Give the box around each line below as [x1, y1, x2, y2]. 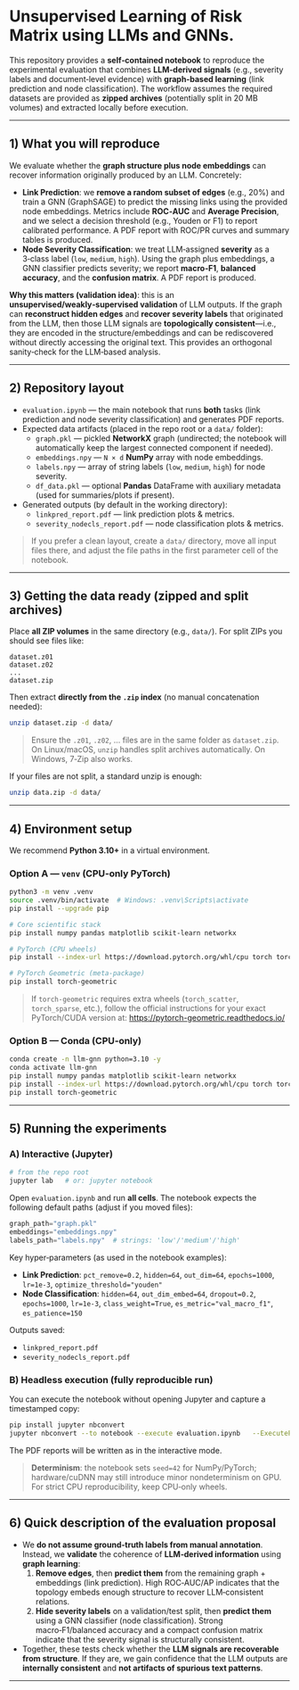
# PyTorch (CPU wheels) [9, 944, 98, 954]
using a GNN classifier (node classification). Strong [35, 1615, 224, 1626]
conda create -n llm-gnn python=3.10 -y [9, 1055, 162, 1064]
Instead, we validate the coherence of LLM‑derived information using [21, 1548, 282, 1559]
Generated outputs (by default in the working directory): [21, 499, 229, 509]
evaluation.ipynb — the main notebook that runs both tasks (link [21, 404, 261, 415]
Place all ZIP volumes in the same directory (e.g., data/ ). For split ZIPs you [9, 626, 283, 637]
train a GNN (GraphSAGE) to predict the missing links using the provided [21, 196, 287, 207]
